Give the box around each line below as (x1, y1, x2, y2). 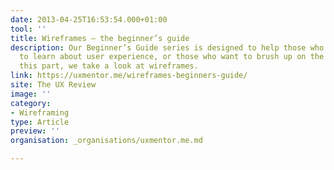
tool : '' (10, 24, 47, 34)
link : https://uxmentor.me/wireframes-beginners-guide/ (10, 71, 248, 81)
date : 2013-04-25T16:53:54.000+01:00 (10, 14, 168, 25)
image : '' (10, 89, 52, 99)
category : (10, 98, 52, 108)
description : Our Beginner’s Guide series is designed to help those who (10, 42, 325, 53)
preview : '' (10, 126, 60, 136)
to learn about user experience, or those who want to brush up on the (19, 52, 325, 62)
